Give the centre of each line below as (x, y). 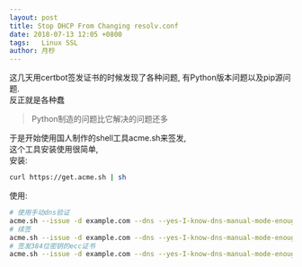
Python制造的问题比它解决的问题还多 (100, 119)
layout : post (34, 17)
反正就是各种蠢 (37, 100)
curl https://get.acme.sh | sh (68, 177)
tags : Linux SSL (44, 43)
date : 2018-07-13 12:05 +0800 (66, 34)
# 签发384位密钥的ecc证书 (53, 246)
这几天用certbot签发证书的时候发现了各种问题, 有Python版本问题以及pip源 (146, 78)
